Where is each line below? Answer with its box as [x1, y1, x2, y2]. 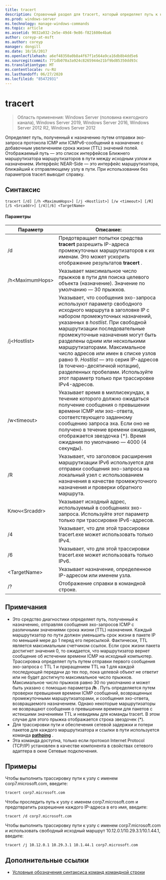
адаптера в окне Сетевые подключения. [12, 748, 98, 754]
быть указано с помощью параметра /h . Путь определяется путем [12, 685, 156, 691]
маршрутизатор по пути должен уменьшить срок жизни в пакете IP [12, 632, 156, 638]
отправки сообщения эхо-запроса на [58, 465, 150, 472]
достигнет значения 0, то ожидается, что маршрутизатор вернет [12, 648, 150, 654]
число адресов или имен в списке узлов [58, 350, 157, 357]
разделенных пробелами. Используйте [58, 368, 153, 375]
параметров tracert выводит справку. [5, 171, 85, 177]
